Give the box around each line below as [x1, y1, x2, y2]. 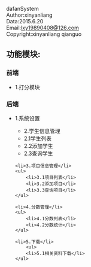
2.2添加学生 [23, 142, 53, 149]
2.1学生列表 [23, 135, 52, 142]
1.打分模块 [14, 83, 40, 90]
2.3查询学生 [23, 150, 53, 157]
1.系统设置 [14, 114, 40, 122]
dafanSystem [6, 5, 39, 12]
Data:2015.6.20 [6, 18, 44, 25]
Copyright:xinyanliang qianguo [6, 31, 82, 38]
